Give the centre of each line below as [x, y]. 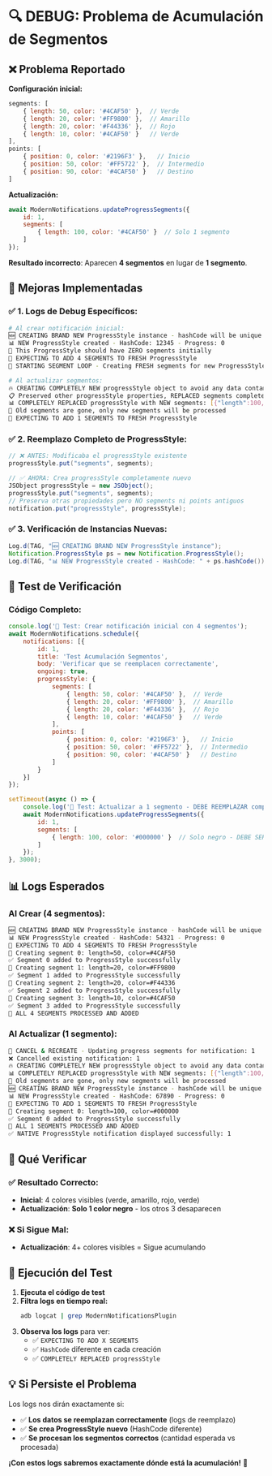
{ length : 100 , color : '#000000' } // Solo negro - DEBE [151, 837]
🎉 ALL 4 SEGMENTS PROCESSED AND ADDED [74, 1013]
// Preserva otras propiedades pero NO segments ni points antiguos [126, 501]
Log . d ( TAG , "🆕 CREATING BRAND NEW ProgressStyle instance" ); [115, 546]
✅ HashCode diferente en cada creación [97, 1349]
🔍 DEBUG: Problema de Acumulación [136, 17]
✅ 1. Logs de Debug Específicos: [73, 312]
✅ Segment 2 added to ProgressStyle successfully [94, 990]
